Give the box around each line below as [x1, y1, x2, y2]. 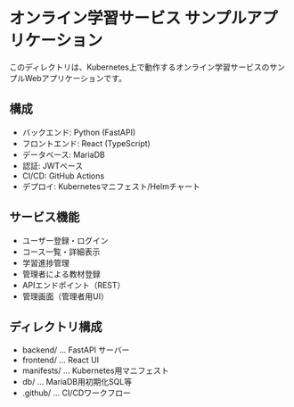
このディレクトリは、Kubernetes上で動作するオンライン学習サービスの [9, 62, 270, 72]
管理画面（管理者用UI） [21, 291, 109, 302]
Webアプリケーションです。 [24, 72, 127, 83]
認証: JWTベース [21, 160, 83, 170]
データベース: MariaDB [21, 149, 105, 160]
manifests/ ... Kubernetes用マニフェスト [21, 365, 169, 376]
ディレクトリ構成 [9, 319, 102, 335]
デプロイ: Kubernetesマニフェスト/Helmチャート [21, 180, 200, 192]
